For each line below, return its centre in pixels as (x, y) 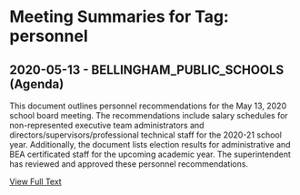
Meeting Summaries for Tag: (119, 17)
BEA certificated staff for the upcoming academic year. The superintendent (150, 154)
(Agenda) (37, 84)
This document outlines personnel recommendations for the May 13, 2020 (148, 106)
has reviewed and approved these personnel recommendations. (129, 164)
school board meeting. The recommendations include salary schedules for (149, 115)
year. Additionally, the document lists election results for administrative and (150, 144)
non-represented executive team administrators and (107, 125)
